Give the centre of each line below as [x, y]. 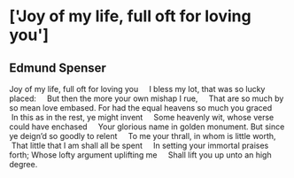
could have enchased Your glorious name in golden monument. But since [147, 127]
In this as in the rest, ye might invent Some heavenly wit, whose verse [143, 117]
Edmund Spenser [58, 68]
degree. [23, 164]
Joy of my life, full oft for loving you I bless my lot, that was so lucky [137, 89]
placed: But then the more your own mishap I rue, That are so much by [147, 98]
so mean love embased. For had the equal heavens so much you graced [141, 108]
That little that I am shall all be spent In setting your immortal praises [140, 145]
